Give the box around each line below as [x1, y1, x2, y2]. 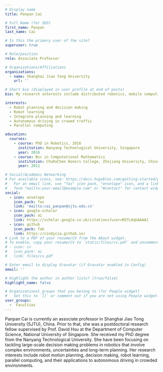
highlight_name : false [5, 280, 51, 285]
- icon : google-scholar [9, 209, 57, 213]
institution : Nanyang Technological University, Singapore [17, 145, 140, 150]
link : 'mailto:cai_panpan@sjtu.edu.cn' [14, 204, 95, 209]
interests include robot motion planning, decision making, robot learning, [5, 352, 150, 358]
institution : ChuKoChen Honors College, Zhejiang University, [17, 159, 147, 164]
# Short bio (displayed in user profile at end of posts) [5, 87, 125, 92]
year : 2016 [17, 150, 40, 155]
